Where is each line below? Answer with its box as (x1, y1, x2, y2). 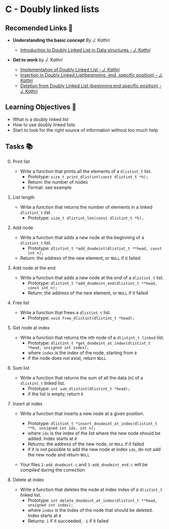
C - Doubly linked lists (5, 4, 100, 15)
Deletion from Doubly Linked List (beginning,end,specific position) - (20, 83, 162, 89)
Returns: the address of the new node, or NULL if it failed (27, 441, 144, 447)
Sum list (12, 365, 30, 371)
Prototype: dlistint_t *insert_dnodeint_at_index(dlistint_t (27, 420, 158, 426)
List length (12, 194, 35, 200)
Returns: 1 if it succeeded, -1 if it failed (27, 518, 109, 524)
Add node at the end (12, 264, 56, 271)
